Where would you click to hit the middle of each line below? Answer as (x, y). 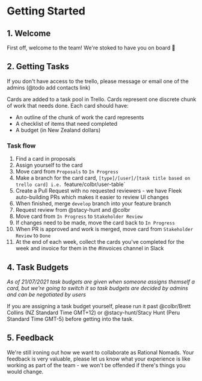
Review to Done (33, 235)
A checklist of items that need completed (66, 123)
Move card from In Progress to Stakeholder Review (79, 216)
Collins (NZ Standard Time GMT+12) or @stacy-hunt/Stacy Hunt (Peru (93, 312)
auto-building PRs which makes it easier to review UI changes (92, 197)
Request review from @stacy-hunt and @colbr (73, 210)
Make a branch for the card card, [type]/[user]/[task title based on (103, 178)
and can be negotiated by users (47, 294)
